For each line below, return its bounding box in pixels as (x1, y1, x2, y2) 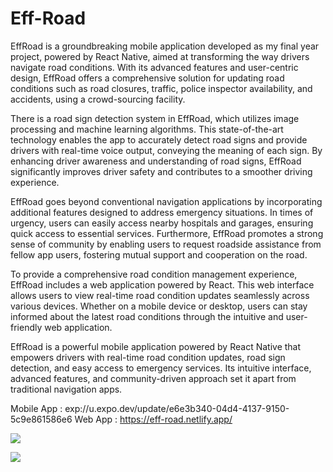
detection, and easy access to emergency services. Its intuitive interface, (10, 362, 312, 374)
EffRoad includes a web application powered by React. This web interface (10, 278, 315, 291)
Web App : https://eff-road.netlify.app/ (74, 413, 233, 425)
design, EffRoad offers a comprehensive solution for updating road (10, 72, 285, 84)
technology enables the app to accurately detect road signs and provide (10, 133, 308, 146)
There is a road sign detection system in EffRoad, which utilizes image (10, 112, 300, 124)
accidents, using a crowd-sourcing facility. (10, 93, 186, 105)
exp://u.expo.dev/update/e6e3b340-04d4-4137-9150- (64, 402, 290, 414)
